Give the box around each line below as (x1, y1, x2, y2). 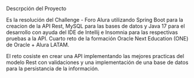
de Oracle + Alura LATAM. (6, 41, 70, 48)
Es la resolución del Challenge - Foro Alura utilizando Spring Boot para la (6, 16, 183, 23)
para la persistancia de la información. (6, 65, 99, 72)
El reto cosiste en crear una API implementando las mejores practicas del (6, 53, 185, 59)
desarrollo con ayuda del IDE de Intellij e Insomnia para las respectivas (6, 29, 179, 36)
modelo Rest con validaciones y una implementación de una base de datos (6, 59, 189, 66)
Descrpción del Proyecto (6, 5, 67, 12)
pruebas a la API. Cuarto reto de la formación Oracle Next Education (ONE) (6, 35, 189, 42)
